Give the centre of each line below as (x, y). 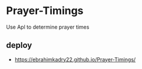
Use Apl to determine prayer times (48, 27)
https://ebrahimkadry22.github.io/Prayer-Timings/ (75, 59)
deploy (19, 45)
